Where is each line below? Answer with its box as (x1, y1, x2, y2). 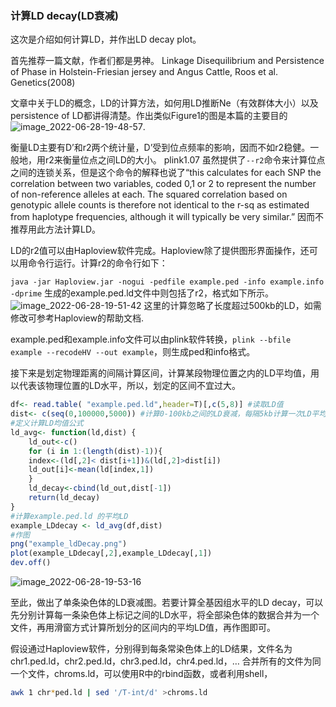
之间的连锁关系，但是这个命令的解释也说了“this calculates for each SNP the (10, 167, 322, 179)
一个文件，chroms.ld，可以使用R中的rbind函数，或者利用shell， (10, 668, 273, 680)
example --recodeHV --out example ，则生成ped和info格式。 (10, 346, 256, 358)
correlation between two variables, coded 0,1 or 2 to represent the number (10, 178, 317, 190)
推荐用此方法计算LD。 (10, 223, 102, 236)
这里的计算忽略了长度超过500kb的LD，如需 (143, 300, 322, 312)
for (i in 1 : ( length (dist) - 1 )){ (28, 446, 163, 456)
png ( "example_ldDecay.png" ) (10, 539, 128, 549)
